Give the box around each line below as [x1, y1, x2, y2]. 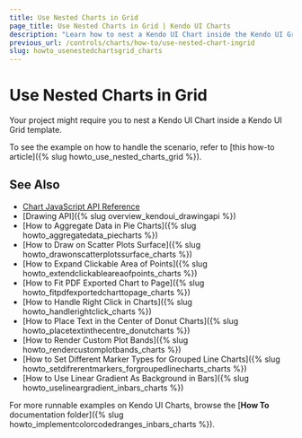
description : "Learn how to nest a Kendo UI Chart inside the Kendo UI [9, 30, 283, 39]
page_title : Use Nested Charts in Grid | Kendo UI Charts [9, 22, 231, 31]
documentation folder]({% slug [9, 409, 124, 420]
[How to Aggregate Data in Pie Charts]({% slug [22, 220, 197, 231]
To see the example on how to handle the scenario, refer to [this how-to [9, 142, 275, 153]
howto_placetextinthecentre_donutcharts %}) [22, 325, 191, 336]
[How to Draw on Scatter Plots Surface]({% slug [22, 239, 200, 250]
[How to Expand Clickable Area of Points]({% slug [22, 258, 209, 269]
